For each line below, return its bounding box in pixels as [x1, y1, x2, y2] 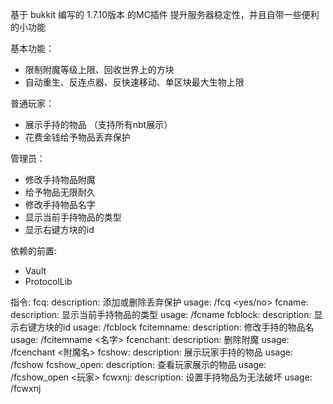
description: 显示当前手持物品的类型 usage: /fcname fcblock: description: [10, 309, 312, 320]
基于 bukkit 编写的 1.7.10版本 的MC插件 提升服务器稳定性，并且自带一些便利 [10, 9, 320, 20]
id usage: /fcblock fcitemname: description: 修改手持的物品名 [62, 321, 315, 333]
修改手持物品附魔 [24, 174, 96, 185]
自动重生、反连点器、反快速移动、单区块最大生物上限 [24, 76, 245, 88]
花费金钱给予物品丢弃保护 [24, 131, 131, 143]
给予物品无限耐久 [24, 186, 96, 198]
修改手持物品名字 [24, 199, 96, 210]
